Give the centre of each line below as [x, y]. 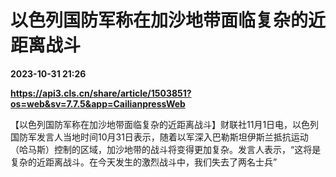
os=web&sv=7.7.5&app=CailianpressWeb [98, 103]
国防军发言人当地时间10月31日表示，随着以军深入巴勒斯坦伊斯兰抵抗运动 [159, 137]
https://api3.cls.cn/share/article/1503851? [101, 93]
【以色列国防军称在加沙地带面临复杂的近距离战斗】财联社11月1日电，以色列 [165, 124]
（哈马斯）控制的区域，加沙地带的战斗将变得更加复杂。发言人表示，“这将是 [166, 149]
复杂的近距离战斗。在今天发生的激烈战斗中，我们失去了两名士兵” [144, 162]
